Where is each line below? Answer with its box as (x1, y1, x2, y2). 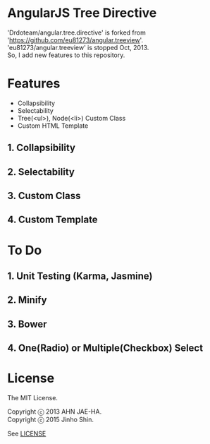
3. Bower (7, 318, 47, 330)
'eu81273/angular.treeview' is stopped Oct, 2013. (7, 43, 149, 52)
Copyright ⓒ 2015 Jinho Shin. (7, 415, 94, 424)
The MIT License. (7, 394, 58, 402)
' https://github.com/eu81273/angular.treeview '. (7, 35, 143, 44)
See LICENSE (7, 429, 47, 438)
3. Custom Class (7, 190, 81, 202)
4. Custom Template (7, 214, 98, 226)
